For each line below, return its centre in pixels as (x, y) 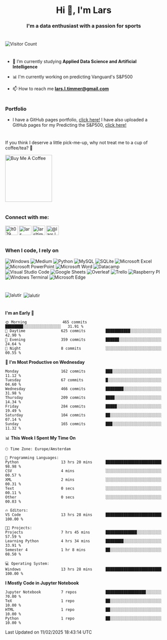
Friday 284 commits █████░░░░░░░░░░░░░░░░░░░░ (83, 406)
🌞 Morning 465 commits (46, 322)
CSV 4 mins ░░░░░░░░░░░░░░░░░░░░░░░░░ (83, 471)
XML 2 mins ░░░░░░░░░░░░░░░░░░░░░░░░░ (83, 480)
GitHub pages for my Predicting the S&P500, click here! (69, 125)
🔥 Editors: (17, 511)
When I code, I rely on (32, 250)
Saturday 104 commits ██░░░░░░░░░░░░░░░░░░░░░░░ (83, 415)
